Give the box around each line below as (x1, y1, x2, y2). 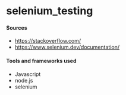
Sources (6, 24, 28, 31)
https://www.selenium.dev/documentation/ (14, 43, 120, 51)
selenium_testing (6, 4, 93, 18)
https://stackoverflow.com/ (14, 37, 81, 45)
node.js (14, 77, 34, 84)
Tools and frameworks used (6, 57, 77, 64)
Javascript (14, 70, 41, 78)
